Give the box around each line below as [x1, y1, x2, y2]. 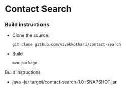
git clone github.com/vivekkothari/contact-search [12, 42, 121, 47]
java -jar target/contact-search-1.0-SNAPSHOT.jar [12, 79, 117, 85]
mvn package [12, 61, 37, 66]
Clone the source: [12, 32, 50, 38]
